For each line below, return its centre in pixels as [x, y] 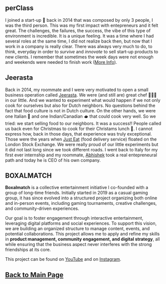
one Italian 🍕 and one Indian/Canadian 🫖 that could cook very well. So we [81, 116]
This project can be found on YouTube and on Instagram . [63, 259]
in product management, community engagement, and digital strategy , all [83, 239]
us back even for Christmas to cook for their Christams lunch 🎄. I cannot [79, 129]
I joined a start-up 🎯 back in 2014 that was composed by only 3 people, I [79, 20]
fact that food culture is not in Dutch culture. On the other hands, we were [81, 110]
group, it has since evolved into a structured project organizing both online [81, 198]
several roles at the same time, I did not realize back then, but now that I [79, 41]
